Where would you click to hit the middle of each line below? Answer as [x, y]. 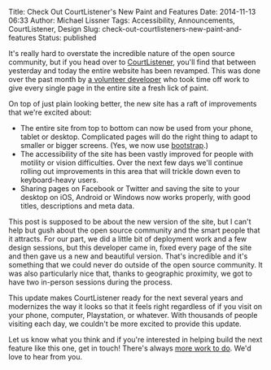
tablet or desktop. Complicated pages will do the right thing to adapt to [139, 137]
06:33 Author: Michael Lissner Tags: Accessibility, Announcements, [122, 20]
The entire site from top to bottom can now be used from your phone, [137, 128]
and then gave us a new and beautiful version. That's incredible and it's [128, 256]
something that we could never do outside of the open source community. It [135, 265]
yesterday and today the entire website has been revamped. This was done [134, 71]
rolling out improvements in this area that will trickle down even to [130, 171]
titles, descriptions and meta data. [77, 206]
